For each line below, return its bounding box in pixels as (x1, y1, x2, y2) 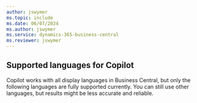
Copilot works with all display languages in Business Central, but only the (6, 76, 191, 83)
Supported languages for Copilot (6, 60, 135, 71)
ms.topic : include (6, 15, 53, 21)
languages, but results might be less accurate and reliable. (6, 90, 154, 97)
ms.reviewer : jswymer (6, 37, 62, 44)
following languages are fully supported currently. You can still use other (6, 83, 190, 90)
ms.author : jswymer (6, 26, 56, 32)
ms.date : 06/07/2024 (6, 20, 59, 26)
